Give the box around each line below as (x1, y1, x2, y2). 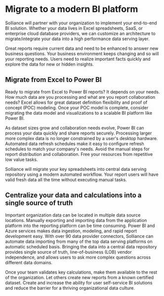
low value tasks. (5, 156, 38, 162)
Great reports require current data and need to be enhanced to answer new (5, 45, 159, 51)
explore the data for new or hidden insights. (5, 61, 94, 67)
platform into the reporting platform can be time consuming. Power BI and (5, 222, 155, 228)
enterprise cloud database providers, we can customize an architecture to (5, 30, 156, 36)
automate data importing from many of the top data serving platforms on (5, 238, 153, 244)
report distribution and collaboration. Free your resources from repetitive (5, 151, 153, 157)
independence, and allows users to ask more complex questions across (5, 254, 151, 260)
